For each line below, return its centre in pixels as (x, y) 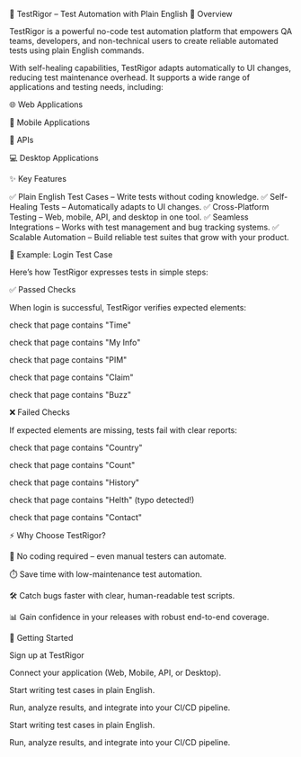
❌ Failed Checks (40, 412)
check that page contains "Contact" (75, 517)
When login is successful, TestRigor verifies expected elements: (128, 307)
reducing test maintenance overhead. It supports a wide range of (129, 77)
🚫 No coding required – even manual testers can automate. (118, 556)
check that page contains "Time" (71, 325)
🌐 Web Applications (46, 104)
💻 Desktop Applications (54, 158)
